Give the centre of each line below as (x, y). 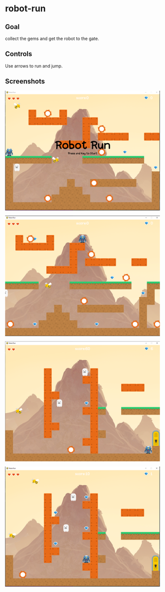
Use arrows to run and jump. (34, 66)
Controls (19, 54)
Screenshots (25, 82)
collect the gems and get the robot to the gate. (52, 38)
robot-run (25, 9)
